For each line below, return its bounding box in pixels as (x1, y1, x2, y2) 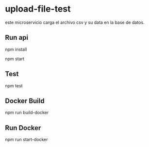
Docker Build (5, 97, 45, 105)
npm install (5, 46, 27, 52)
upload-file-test (5, 3, 71, 15)
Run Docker (5, 124, 41, 132)
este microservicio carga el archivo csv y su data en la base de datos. (5, 19, 145, 25)
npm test (5, 82, 23, 88)
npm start (5, 56, 25, 62)
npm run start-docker (5, 137, 48, 143)
